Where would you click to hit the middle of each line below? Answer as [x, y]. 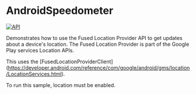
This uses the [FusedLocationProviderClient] [60, 62]
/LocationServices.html [34, 74]
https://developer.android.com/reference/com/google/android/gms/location [99, 67]
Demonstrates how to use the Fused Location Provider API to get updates [94, 38]
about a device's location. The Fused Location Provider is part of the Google [98, 44]
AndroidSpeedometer [60, 11]
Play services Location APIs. [40, 50]
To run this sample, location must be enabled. [61, 85]
